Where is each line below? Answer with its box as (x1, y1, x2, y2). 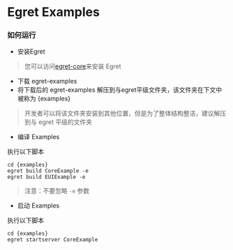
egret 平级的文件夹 (38, 118, 93, 126)
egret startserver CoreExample (7, 236, 98, 244)
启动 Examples (17, 201, 60, 210)
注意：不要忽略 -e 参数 (24, 187, 89, 195)
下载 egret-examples (17, 77, 77, 86)
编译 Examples (17, 133, 60, 141)
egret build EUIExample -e (7, 173, 86, 181)
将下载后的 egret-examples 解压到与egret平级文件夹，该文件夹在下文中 (17, 86, 223, 94)
